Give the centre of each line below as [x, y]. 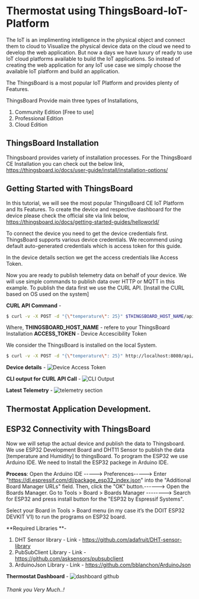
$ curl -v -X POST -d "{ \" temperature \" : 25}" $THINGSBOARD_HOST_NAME [95, 316]
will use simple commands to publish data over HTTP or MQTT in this [91, 281]
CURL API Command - [34, 305]
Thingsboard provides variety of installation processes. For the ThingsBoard [99, 157]
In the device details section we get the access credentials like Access [92, 257]
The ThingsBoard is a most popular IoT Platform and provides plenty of [93, 83]
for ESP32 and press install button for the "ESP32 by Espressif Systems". [95, 499]
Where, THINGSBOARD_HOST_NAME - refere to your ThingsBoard [88, 327]
